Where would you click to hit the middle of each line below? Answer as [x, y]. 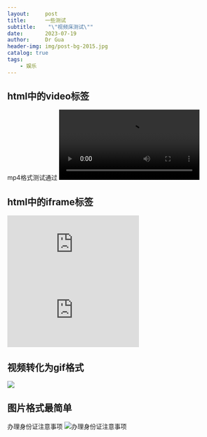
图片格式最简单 [40, 408]
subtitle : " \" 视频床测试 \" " [50, 27]
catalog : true [28, 53]
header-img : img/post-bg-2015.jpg [58, 46]
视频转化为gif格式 [46, 367]
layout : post [33, 14]
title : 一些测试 [37, 20]
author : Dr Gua [36, 40]
